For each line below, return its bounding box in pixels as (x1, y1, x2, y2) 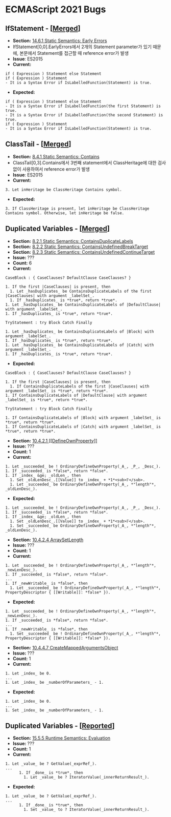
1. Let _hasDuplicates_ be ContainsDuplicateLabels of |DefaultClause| (5, 302, 161, 307)
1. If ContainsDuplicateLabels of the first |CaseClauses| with (10, 383, 150, 389)
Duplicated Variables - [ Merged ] (5, 224, 110, 233)
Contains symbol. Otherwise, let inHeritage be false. (5, 210, 125, 216)
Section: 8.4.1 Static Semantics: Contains (12, 153, 100, 159)
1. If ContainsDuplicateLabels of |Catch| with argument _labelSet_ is (5, 424, 161, 429)
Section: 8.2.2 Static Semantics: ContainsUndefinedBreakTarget (12, 243, 149, 250)
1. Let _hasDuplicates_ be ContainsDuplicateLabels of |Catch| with (5, 342, 154, 348)
